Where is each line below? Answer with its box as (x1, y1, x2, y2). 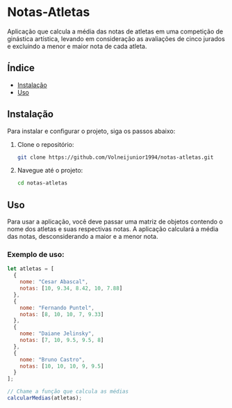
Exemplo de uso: (7, 250, 65, 260)
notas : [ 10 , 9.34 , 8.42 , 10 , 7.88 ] (19, 285, 123, 292)
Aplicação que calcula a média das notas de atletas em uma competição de (7, 27, 224, 36)
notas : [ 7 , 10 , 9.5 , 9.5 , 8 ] (19, 337, 104, 344)
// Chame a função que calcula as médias (7, 388, 129, 395)
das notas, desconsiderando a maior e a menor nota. (7, 233, 158, 241)
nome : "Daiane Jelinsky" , (19, 330, 95, 338)
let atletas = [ (7, 265, 54, 272)
